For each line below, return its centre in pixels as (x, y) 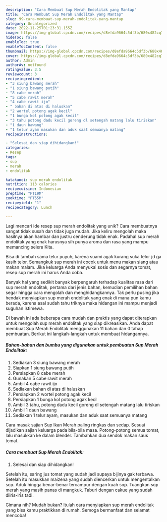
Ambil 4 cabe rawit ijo (35, 384)
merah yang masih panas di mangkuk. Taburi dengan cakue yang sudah (79, 490)
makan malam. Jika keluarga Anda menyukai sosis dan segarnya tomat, (79, 267)
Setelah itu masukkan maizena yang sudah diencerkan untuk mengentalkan (83, 479)
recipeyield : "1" (24, 203)
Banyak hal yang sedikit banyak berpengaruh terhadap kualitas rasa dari (79, 282)
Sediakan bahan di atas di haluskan (49, 389)
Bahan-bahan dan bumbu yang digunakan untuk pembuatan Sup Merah (82, 345)
